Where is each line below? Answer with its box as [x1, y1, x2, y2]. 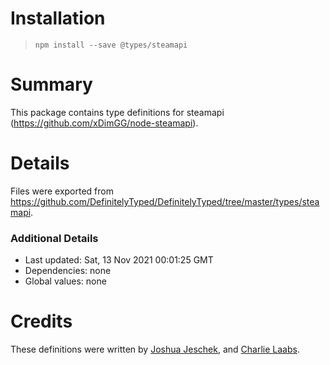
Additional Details [10, 231, 99, 245]
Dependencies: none [24, 265, 112, 277]
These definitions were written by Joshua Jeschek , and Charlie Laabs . [10, 343, 300, 356]
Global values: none [24, 275, 107, 287]
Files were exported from [10, 185, 114, 197]
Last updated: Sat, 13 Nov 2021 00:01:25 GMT [24, 254, 214, 266]
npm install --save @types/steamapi [34, 40, 188, 50]
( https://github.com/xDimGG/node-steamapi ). [10, 117, 199, 129]
